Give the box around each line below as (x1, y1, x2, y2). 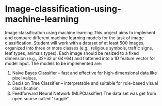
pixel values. (12, 75, 37, 81)
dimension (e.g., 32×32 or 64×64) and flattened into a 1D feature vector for (5, 55, 156, 61)
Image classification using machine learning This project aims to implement (5, 30, 156, 35)
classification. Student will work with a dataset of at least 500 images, (5, 40, 145, 45)
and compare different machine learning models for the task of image (5, 35, 144, 41)
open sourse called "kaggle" (12, 95, 69, 101)
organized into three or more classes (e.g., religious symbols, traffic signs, (5, 45, 154, 51)
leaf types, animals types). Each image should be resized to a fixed (5, 50, 139, 56)
